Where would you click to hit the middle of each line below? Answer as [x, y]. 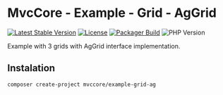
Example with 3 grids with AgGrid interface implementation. [94, 46]
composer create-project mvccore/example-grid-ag [82, 84]
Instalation [31, 68]
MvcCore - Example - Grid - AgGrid [112, 13]
